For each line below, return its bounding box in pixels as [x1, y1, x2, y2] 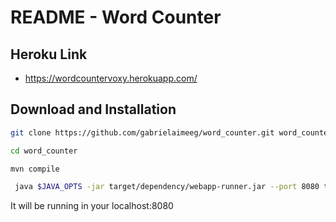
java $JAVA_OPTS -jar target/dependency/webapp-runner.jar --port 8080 [14, 182, 320, 192]
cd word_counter [10, 146, 78, 156]
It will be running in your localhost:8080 [10, 200, 174, 212]
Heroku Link [10, 46, 88, 63]
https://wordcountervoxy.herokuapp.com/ [24, 72, 198, 84]
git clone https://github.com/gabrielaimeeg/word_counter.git [10, 127, 275, 138]
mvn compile [10, 164, 60, 174]
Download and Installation [10, 101, 177, 118]
